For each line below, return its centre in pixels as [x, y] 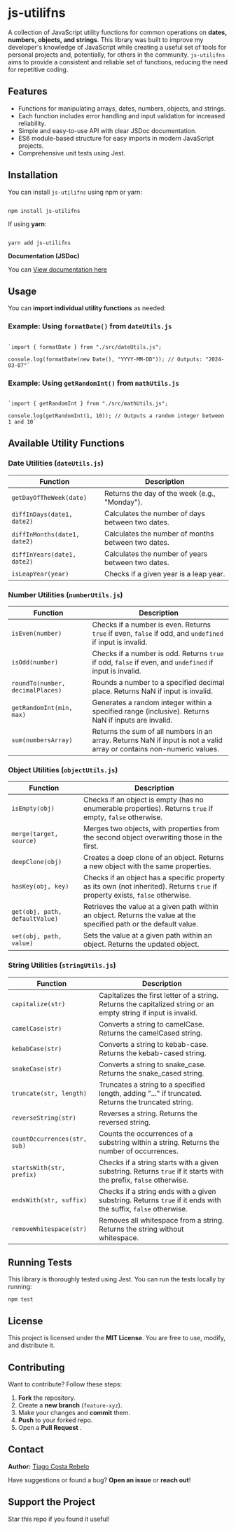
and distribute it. [32, 1345]
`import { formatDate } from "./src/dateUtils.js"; [85, 347]
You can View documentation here [58, 269]
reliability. [32, 123]
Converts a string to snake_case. [152, 1064]
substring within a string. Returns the [159, 1142]
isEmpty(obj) [33, 809]
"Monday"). [124, 502]
